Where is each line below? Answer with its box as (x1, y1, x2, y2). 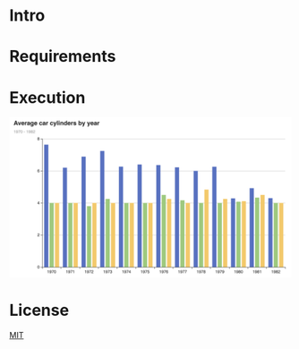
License (9, 300, 70, 320)
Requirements (9, 47, 116, 67)
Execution (9, 87, 86, 107)
